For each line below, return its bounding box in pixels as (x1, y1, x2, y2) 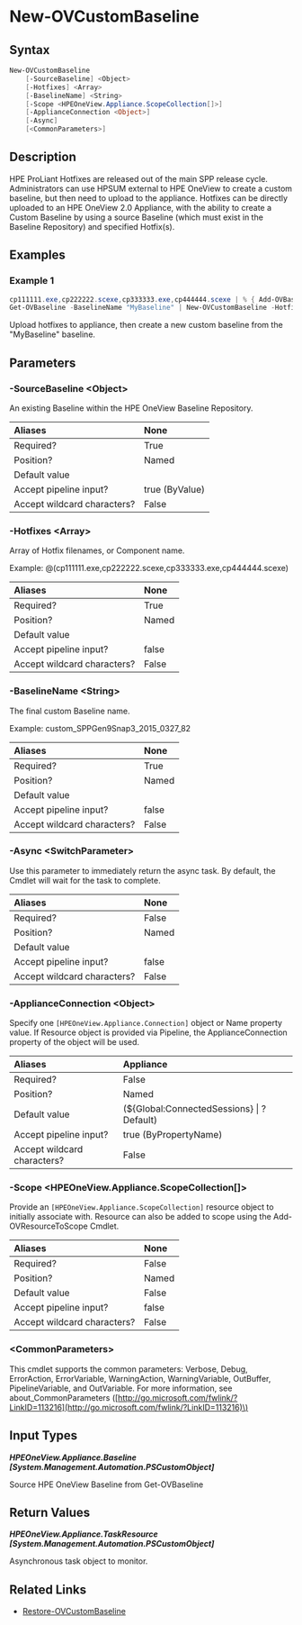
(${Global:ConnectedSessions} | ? (122, 1103, 267, 1115)
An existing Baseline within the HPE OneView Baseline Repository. (9, 403, 253, 413)
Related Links (9, 1582, 87, 1597)
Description (9, 150, 76, 165)
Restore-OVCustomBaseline (22, 1606, 126, 1617)
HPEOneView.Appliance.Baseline (9, 1452, 138, 1463)
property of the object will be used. (9, 1037, 140, 1048)
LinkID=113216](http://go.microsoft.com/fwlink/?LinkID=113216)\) (9, 1402, 249, 1412)
